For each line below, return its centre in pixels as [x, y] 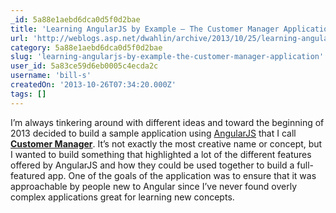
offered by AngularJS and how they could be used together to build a [152, 165]
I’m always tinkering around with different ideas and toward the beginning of [167, 122]
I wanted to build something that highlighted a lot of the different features [161, 154]
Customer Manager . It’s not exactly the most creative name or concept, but [166, 143]
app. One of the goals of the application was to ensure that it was [182, 175]
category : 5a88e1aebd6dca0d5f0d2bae [86, 47]
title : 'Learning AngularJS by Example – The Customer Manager [145, 29]
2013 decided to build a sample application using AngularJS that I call [153, 133]
